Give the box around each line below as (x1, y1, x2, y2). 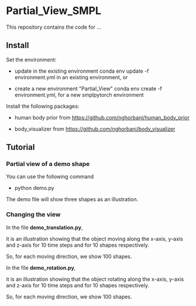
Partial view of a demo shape (6, 160, 90, 168)
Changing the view (6, 210, 61, 219)
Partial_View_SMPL (6, 4, 101, 18)
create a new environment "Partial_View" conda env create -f (14, 85, 162, 92)
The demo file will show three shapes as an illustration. (6, 196, 139, 203)
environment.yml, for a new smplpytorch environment (14, 91, 145, 98)
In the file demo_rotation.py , (6, 264, 76, 271)
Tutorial (6, 142, 35, 152)
